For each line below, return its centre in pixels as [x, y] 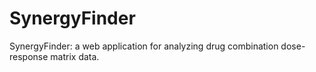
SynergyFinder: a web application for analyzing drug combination [144, 46]
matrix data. [75, 56]
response [29, 56]
